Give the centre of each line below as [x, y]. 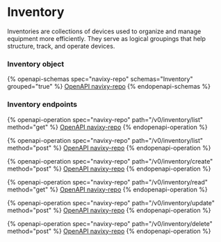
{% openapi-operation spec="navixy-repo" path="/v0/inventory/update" [111, 202]
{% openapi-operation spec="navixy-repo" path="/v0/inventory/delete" [110, 223]
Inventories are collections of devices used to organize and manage [104, 31]
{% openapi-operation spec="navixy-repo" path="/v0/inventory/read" [108, 182]
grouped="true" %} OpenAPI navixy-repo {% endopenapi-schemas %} [109, 87]
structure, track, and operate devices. [61, 46]
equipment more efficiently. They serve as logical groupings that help [107, 38]
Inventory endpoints [42, 105]
